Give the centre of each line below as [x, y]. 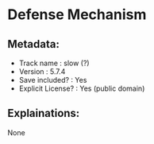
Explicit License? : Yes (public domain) [82, 88]
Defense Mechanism [77, 15]
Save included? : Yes [53, 80]
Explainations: [44, 113]
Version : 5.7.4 [42, 72]
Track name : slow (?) [54, 63]
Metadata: [34, 44]
